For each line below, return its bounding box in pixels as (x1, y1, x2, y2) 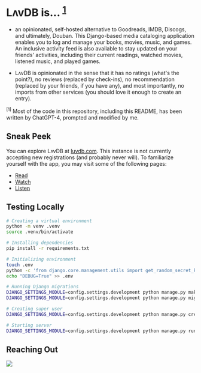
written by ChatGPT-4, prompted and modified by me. (6, 114, 139, 121)
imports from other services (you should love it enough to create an (14, 88, 182, 96)
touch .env (6, 262, 33, 268)
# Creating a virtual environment (6, 217, 93, 224)
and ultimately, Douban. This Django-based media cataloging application (14, 32, 194, 40)
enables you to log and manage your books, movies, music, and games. (14, 38, 192, 46)
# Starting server (6, 322, 52, 328)
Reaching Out (6, 344, 58, 354)
